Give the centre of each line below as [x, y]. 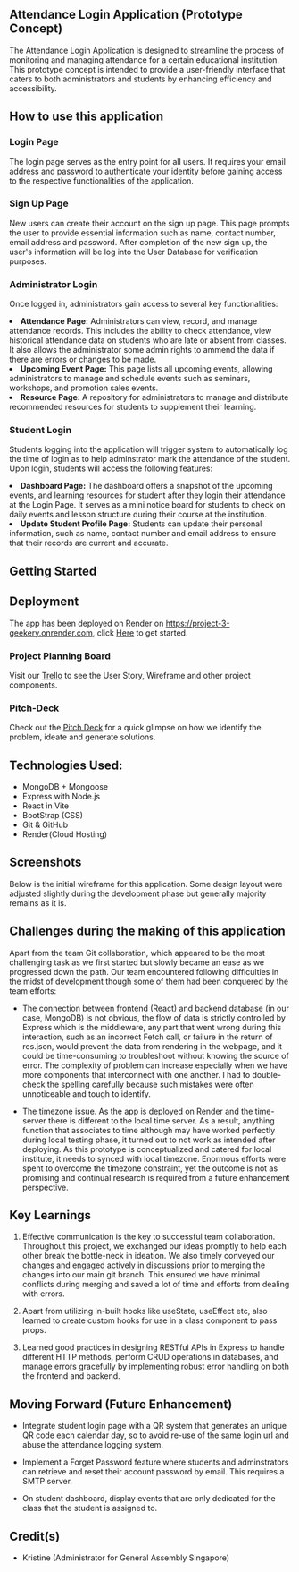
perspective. [45, 1187]
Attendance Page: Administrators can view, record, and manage [139, 321]
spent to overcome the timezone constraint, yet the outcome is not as [150, 1168]
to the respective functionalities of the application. [102, 180]
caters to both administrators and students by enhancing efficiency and [141, 79]
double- [267, 1074]
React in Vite [46, 806]
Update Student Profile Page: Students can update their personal [141, 524]
